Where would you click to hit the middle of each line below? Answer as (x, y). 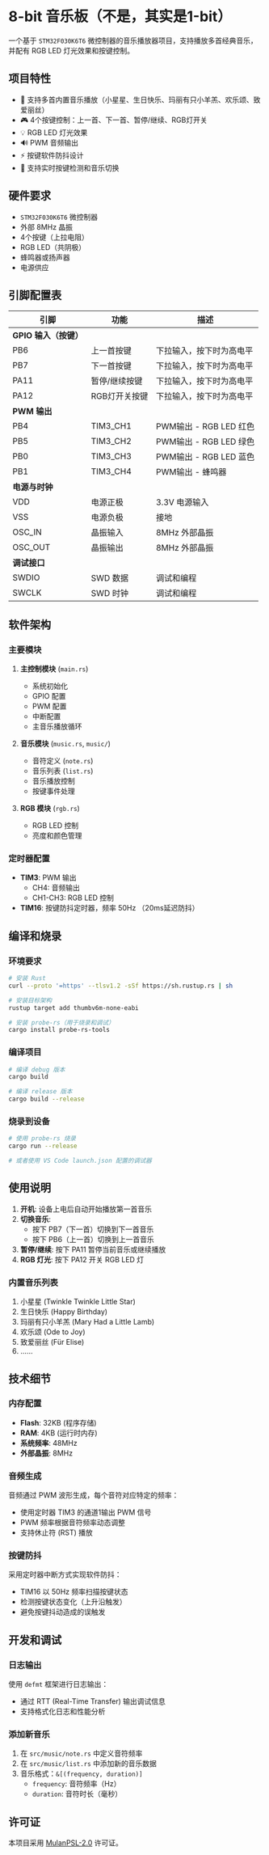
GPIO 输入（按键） (48, 336)
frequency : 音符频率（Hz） (76, 1784)
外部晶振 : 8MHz (46, 1453)
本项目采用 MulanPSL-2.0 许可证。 (65, 1843)
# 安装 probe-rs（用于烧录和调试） (61, 1023)
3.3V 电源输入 (183, 502)
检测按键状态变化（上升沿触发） (73, 1602)
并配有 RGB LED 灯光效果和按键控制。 (71, 50)
